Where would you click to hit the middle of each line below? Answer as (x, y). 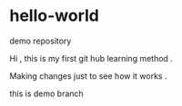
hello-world (55, 16)
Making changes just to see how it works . (88, 76)
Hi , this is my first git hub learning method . (91, 58)
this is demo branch (46, 93)
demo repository (40, 41)
